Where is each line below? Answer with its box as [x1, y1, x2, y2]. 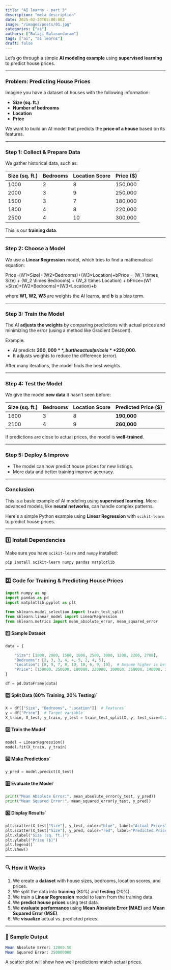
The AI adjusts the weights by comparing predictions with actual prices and [5, 322, 165, 328]
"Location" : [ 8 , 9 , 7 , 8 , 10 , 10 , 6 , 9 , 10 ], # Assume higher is [14, 662, 158, 668]
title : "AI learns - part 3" [5, 7, 67, 13]
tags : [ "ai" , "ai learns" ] [5, 36, 63, 41]
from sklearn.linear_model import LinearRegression [5, 614, 117, 619]
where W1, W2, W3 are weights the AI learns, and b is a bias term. [5, 293, 145, 299]
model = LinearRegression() [5, 740, 65, 745]
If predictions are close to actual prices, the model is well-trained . [5, 434, 144, 440]
